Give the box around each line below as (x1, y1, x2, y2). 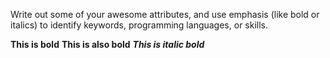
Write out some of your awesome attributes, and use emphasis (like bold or (10, 9, 320, 20)
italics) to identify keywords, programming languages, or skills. (10, 19, 269, 31)
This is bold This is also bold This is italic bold (10, 39, 205, 50)
